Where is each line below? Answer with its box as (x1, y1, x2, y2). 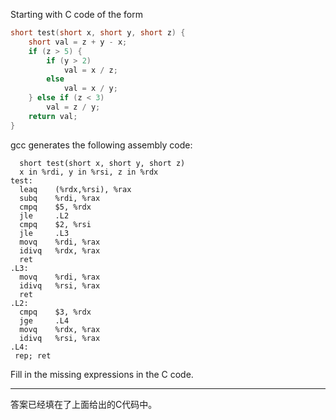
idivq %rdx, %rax (19, 245, 101, 256)
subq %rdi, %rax (19, 193, 101, 203)
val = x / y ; (63, 84, 118, 94)
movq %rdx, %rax (19, 324, 101, 334)
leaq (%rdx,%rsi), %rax (19, 184, 132, 194)
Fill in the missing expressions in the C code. (10, 368, 194, 380)
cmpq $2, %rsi (19, 219, 92, 229)
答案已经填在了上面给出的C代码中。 (10, 398, 158, 410)
